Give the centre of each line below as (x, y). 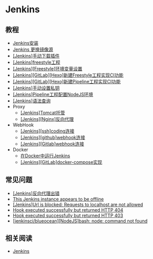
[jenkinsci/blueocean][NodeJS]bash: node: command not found (80, 221)
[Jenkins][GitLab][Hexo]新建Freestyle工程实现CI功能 (68, 75)
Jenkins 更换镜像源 (33, 49)
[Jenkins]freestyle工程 (36, 62)
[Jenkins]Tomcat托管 (43, 113)
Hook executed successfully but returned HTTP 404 (68, 210)
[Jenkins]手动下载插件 (36, 56)
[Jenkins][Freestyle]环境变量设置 (48, 69)
